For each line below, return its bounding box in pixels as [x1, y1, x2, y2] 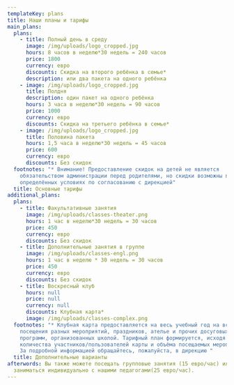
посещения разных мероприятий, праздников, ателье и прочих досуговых [19, 328, 229, 335]
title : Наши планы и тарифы [7, 17, 89, 24]
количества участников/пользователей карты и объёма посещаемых [19, 341, 210, 348]
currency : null [25, 302, 70, 309]
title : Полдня [25, 88, 68, 95]
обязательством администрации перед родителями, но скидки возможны [19, 172, 223, 179]
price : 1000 [25, 107, 61, 114]
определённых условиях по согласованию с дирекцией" [19, 179, 176, 186]
